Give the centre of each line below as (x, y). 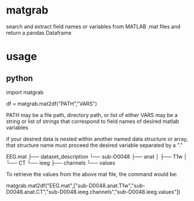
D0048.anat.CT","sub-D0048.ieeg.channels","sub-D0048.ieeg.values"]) (93, 192)
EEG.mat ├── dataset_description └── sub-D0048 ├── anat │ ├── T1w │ (97, 156)
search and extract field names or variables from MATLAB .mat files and (93, 26)
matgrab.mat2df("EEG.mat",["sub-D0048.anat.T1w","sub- (76, 185)
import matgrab (25, 92)
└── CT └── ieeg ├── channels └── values (61, 163)
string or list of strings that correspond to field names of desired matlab (93, 121)
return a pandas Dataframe (39, 32)
